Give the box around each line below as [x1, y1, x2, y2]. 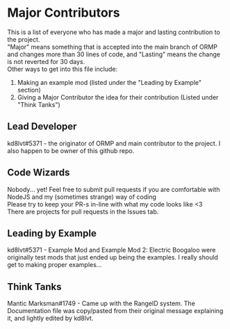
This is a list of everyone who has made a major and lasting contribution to [7, 28, 220, 36]
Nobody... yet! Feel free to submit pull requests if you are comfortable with [7, 185, 220, 193]
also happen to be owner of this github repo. [7, 146, 135, 154]
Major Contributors [7, 5, 120, 21]
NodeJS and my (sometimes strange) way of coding [7, 193, 156, 201]
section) [17, 86, 42, 94]
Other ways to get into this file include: [7, 65, 118, 73]
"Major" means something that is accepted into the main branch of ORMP [7, 42, 217, 51]
